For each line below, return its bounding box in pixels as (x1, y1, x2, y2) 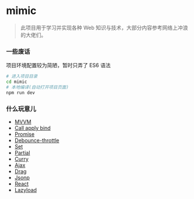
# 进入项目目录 (6, 74, 38, 79)
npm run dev (6, 89, 35, 96)
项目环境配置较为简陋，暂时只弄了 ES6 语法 (6, 62, 111, 69)
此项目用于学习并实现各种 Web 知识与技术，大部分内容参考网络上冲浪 (20, 24, 188, 31)
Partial (14, 149, 30, 156)
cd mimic (6, 79, 27, 85)
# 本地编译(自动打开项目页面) (6, 84, 69, 90)
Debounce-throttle (14, 137, 60, 144)
